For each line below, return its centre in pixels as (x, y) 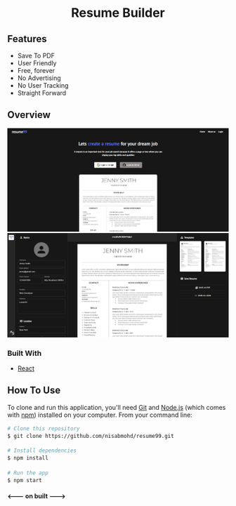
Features (27, 39)
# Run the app (28, 473)
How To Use (34, 391)
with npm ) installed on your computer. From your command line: (100, 415)
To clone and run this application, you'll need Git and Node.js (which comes (117, 407)
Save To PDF (36, 55)
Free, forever (36, 71)
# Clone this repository (44, 428)
